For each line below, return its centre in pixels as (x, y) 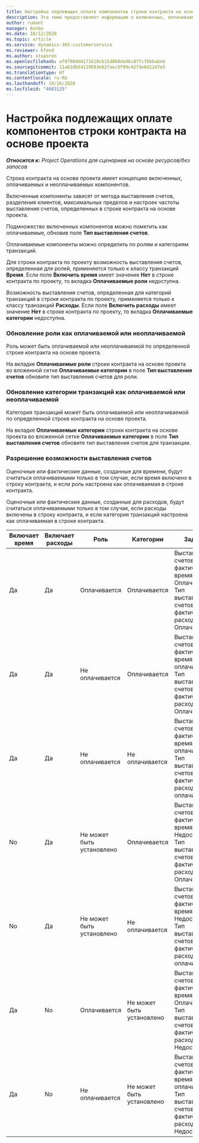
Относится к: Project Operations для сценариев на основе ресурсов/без (98, 160)
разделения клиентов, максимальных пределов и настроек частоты (93, 202)
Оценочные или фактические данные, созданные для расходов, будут (95, 502)
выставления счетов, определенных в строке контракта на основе (91, 208)
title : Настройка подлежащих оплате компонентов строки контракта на (94, 12)
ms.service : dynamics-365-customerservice (59, 45)
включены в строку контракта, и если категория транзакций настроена (97, 514)
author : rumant (25, 23)
